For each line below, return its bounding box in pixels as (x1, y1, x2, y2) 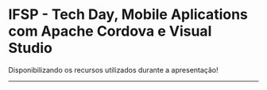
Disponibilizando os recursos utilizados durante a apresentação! (8, 65, 219, 74)
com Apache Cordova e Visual (8, 22, 212, 40)
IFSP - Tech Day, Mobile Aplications (8, 6, 249, 24)
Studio (8, 39, 53, 57)
